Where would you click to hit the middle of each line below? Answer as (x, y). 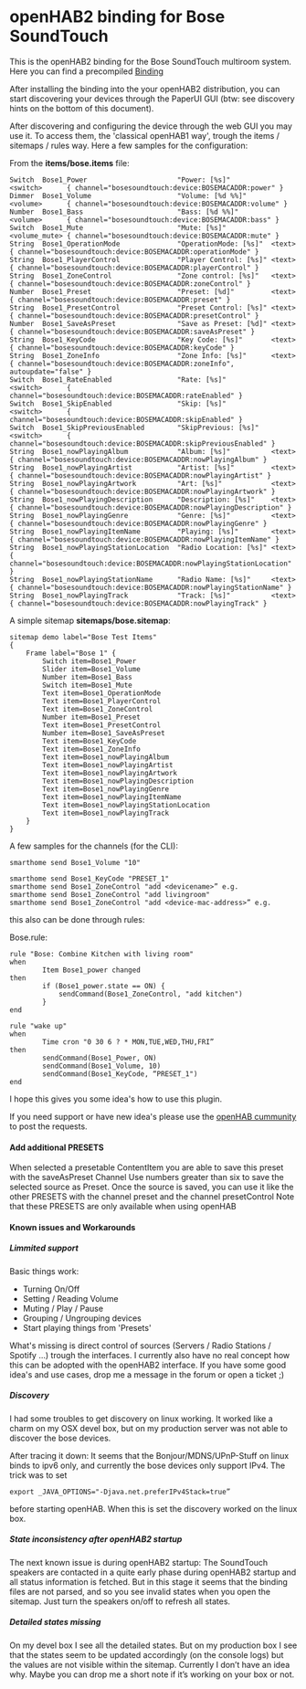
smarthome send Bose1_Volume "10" (75, 862)
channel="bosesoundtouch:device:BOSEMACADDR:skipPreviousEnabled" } (142, 443)
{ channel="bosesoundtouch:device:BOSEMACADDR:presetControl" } (134, 316)
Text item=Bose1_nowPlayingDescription (118, 781)
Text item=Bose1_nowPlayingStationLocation (126, 805)
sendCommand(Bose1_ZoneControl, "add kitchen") (151, 994)
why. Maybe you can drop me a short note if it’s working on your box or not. (152, 1674)
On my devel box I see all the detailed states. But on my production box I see (153, 1645)
